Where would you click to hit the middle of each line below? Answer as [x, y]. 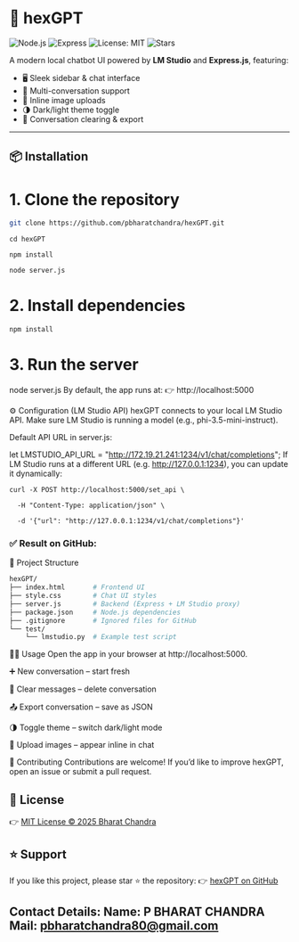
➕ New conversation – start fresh [70, 671]
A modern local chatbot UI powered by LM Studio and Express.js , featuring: [149, 60]
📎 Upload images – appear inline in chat [82, 745]
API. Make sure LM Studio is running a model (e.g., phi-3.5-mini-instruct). [144, 420]
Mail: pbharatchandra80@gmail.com [114, 926]
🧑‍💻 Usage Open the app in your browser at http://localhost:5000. [129, 654]
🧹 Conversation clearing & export [83, 119]
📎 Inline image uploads [64, 100]
